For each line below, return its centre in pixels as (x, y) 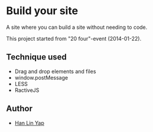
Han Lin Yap (29, 123)
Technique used (36, 57)
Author (19, 109)
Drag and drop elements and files (55, 71)
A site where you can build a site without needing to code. (77, 27)
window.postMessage (41, 77)
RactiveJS (27, 90)
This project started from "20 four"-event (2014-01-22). (74, 38)
